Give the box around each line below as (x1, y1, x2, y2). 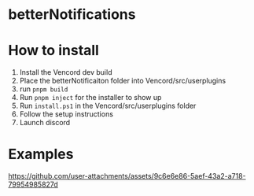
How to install (8, 42, 100, 60)
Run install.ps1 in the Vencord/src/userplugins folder (19, 101, 197, 111)
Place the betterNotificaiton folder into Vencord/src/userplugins (19, 76, 226, 86)
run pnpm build (19, 84, 68, 94)
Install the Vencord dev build (19, 68, 112, 77)
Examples (8, 146, 74, 163)
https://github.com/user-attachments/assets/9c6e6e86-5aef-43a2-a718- (8, 172, 246, 181)
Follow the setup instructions (19, 109, 114, 119)
